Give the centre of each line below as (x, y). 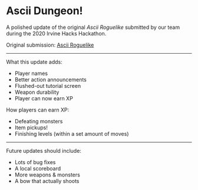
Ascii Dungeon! (45, 11)
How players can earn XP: (38, 110)
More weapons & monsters (47, 175)
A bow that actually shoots (47, 181)
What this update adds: (34, 62)
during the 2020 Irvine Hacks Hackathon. (56, 33)
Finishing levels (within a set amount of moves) (72, 133)
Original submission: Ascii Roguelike (50, 45)
